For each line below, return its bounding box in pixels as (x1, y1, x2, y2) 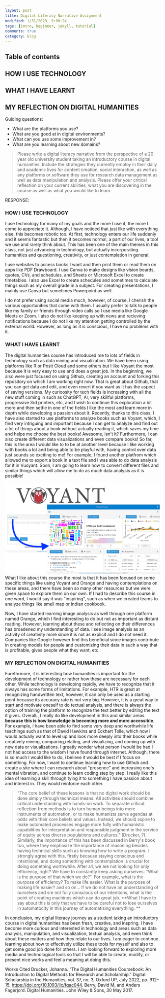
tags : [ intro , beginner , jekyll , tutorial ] (5, 24, 96, 29)
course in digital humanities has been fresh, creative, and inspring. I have (5, 920, 153, 926)
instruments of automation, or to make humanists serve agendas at (17, 811, 153, 817)
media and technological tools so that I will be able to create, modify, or (5, 952, 150, 958)
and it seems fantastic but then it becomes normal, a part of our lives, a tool (5, 237, 158, 242)
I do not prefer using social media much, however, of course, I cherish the (5, 297, 155, 303)
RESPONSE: (5, 197, 29, 203)
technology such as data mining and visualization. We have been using (5, 357, 149, 363)
